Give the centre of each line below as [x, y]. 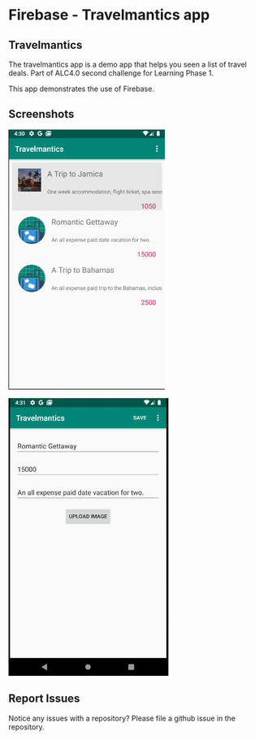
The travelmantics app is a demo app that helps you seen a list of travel [128, 64]
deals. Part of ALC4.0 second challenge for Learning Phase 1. [111, 73]
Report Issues [44, 699]
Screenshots [41, 114]
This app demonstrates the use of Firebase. [81, 89]
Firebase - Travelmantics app [109, 15]
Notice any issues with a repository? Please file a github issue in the [122, 718]
